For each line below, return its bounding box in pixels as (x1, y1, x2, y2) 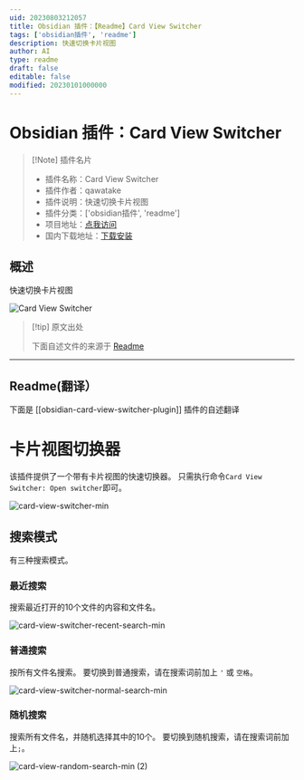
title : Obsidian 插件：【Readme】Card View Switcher (9, 22, 202, 31)
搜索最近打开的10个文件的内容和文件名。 (9, 602, 161, 612)
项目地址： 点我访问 (44, 218, 118, 229)
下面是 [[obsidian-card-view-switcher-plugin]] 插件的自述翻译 (9, 404, 240, 415)
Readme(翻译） (9, 378, 98, 394)
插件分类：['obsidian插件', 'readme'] (44, 207, 181, 218)
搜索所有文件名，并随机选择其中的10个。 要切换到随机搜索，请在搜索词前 (9, 731, 282, 742)
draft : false (9, 64, 59, 73)
